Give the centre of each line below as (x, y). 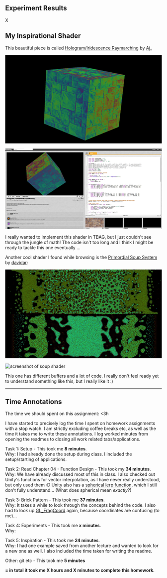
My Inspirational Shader (43, 36)
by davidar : (17, 263)
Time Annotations (34, 401)
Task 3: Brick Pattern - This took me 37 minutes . (55, 500)
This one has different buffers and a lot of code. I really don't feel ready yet (82, 376)
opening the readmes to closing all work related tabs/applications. (73, 439)
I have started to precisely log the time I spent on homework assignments (80, 424)
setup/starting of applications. (36, 459)
